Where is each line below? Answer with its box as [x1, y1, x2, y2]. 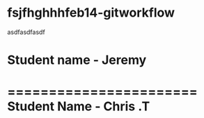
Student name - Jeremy [7, 52, 147, 68]
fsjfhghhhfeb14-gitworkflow [7, 5, 175, 21]
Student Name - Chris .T [7, 99, 150, 115]
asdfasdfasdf [7, 28, 45, 36]
